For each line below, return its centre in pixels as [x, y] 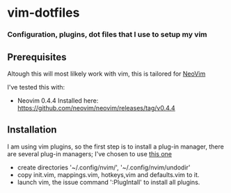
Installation [32, 130]
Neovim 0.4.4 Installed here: [58, 100]
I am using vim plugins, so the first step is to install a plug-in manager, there [115, 146]
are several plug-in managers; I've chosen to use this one [90, 153]
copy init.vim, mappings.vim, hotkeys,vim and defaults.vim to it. [108, 174]
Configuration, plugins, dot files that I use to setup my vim [107, 35]
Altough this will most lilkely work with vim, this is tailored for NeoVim [106, 74]
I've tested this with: [36, 87]
